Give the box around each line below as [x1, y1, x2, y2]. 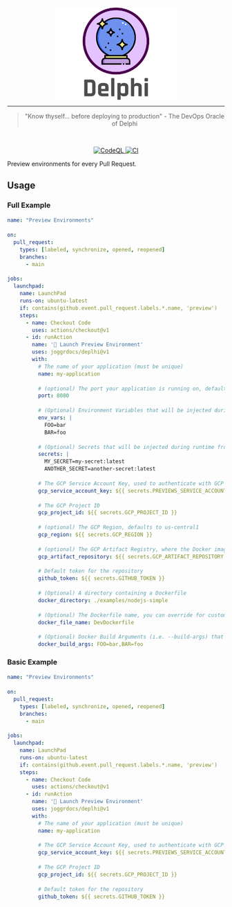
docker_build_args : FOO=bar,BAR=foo [37, 641, 144, 648]
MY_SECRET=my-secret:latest [43, 458, 126, 465]
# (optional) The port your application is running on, [37, 385, 202, 392]
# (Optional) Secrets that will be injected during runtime [37, 443, 215, 450]
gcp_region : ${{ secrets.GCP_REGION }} [37, 531, 153, 538]
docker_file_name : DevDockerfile [37, 619, 135, 626]
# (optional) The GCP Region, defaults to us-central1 [37, 524, 199, 531]
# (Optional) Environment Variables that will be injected [37, 407, 212, 414]
